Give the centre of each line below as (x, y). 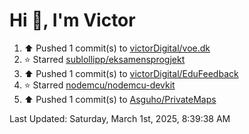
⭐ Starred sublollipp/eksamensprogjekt (104, 59)
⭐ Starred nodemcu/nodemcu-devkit (99, 85)
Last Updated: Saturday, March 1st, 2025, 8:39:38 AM (120, 118)
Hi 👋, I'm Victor (72, 20)
